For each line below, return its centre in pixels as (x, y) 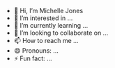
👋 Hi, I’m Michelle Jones (48, 11)
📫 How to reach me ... (46, 41)
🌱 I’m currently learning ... (51, 25)
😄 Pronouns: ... (36, 51)
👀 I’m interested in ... (43, 18)
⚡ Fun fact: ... (33, 58)
